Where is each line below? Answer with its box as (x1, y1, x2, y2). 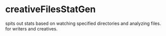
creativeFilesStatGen (5, 4, 96, 15)
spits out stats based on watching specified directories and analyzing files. (5, 20, 161, 26)
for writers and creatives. (5, 25, 58, 31)
